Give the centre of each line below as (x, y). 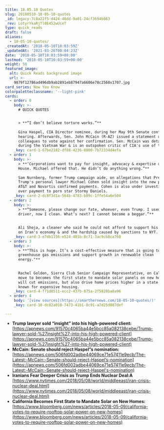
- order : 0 (20, 101)
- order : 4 (20, 296)
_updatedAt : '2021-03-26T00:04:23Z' (42, 50)
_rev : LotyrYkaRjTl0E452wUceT (36, 23)
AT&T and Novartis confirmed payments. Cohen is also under (80, 187)
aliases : (14, 37)
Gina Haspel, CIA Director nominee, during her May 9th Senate (84, 132)
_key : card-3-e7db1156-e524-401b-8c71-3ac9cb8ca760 (67, 237)
